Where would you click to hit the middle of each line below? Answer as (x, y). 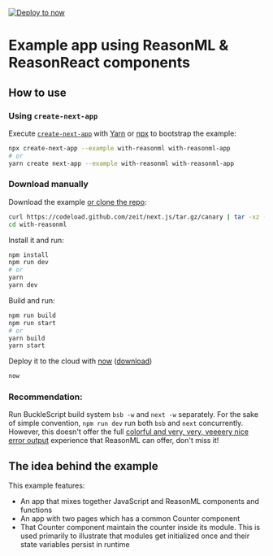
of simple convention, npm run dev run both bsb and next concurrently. (126, 424)
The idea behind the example (83, 466)
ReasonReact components (100, 63)
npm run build (32, 315)
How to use (37, 92)
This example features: (47, 486)
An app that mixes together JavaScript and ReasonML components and (140, 502)
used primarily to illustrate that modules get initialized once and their (135, 536)
